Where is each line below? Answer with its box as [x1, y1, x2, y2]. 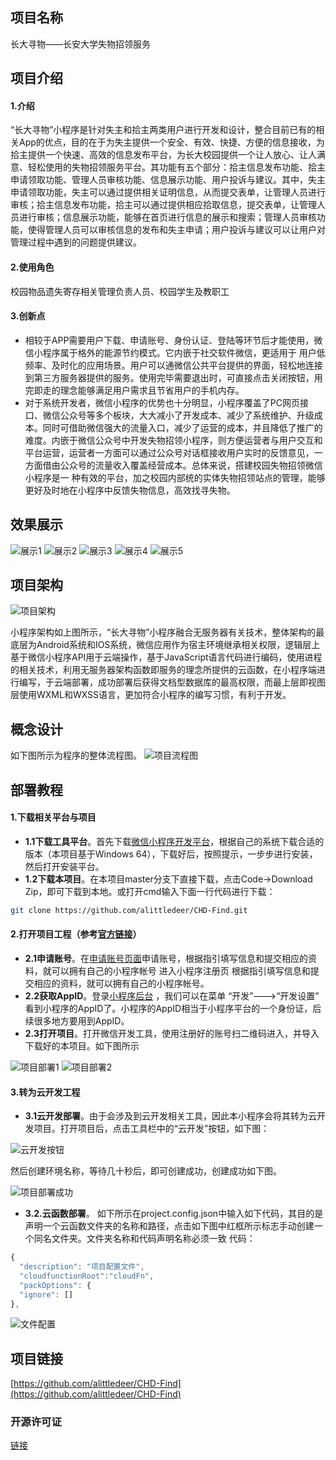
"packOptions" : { [19, 1280, 92, 1290]
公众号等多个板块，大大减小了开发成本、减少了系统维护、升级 [59, 409, 315, 421]
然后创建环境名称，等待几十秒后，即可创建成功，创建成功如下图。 [10, 1165, 282, 1177]
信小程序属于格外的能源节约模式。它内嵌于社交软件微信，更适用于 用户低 [24, 346, 326, 358]
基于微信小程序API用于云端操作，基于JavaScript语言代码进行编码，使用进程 [10, 651, 323, 663]
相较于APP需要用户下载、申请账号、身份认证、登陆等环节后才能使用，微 [24, 334, 323, 346]
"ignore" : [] [19, 1289, 74, 1300]
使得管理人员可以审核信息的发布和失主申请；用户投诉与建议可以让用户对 [27, 224, 326, 236]
